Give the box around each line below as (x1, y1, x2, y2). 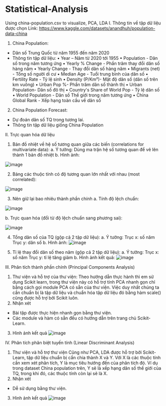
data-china (5, 30, 28, 36)
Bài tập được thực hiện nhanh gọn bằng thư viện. (12, 309, 112, 315)
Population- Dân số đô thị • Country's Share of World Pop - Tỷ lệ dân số (12, 87, 160, 93)
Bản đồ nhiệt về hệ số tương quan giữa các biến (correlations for (12, 141, 144, 147)
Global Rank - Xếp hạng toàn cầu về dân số (12, 97, 102, 103)
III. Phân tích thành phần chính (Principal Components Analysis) (5, 264, 135, 270)
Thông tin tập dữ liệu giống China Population (12, 122, 104, 128)
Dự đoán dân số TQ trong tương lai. (12, 116, 84, 122)
